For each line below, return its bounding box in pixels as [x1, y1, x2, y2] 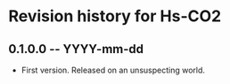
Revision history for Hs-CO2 [8, 6, 222, 27]
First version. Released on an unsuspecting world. [21, 65, 206, 75]
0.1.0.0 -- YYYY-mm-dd [8, 42, 144, 57]
